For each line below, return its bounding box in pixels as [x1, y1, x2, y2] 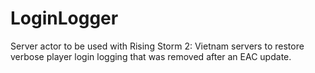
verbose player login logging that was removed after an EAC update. [10, 50, 292, 62]
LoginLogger [10, 7, 119, 30]
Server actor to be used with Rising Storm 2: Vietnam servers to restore [10, 40, 305, 52]
